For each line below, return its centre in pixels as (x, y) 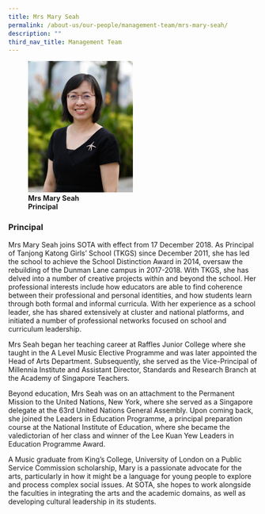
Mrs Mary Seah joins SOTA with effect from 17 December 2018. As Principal (131, 244)
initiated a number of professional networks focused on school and (117, 320)
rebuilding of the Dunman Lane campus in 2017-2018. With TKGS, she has (129, 270)
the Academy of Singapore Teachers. (69, 378)
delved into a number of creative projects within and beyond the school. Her (132, 278)
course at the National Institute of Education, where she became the (119, 427)
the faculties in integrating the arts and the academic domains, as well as (127, 493)
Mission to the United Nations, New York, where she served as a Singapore (131, 401)
